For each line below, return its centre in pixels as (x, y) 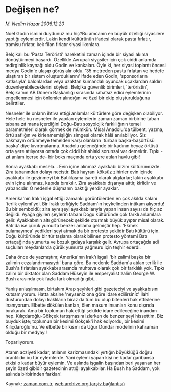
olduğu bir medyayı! (26, 332)
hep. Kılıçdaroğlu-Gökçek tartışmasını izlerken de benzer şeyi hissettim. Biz (84, 316)
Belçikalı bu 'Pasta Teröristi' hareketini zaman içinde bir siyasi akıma (77, 54)
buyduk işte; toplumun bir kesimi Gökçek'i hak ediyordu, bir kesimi (75, 321)
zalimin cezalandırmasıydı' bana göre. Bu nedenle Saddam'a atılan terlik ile (84, 263)
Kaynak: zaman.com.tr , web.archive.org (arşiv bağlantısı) (65, 384)
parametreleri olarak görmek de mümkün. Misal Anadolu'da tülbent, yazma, (84, 129)
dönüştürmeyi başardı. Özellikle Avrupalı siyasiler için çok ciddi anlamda (81, 59)
